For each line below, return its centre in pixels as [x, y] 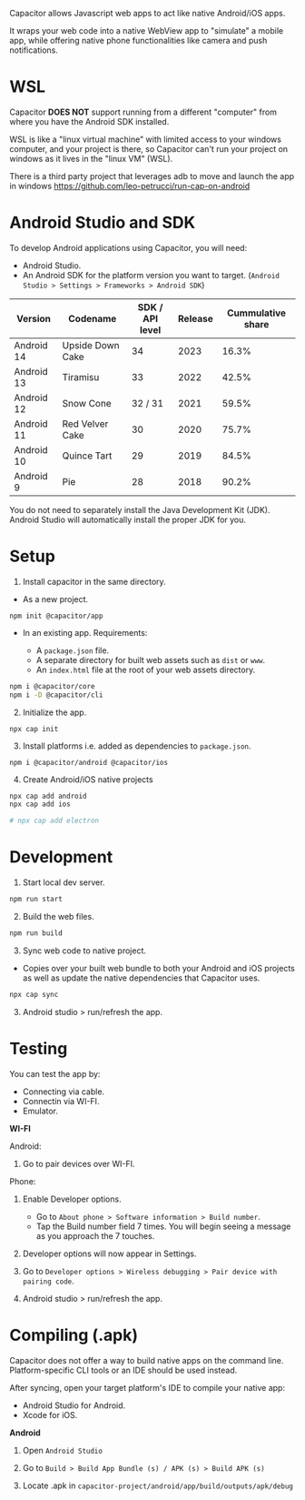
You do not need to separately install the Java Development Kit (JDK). [140, 509]
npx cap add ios [40, 804]
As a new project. [55, 599]
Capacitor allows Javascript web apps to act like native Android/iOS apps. [148, 13]
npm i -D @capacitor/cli [56, 695]
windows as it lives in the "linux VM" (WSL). [91, 158]
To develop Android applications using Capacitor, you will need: [128, 247]
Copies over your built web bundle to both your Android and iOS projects [158, 968]
